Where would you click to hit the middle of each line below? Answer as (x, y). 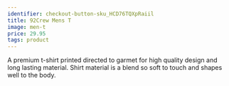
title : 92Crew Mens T (39, 20)
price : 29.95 (27, 33)
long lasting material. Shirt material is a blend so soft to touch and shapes (115, 68)
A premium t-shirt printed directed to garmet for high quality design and (113, 60)
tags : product (28, 40)
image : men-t (27, 27)
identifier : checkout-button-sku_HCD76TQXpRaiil (81, 14)
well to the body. (32, 75)
